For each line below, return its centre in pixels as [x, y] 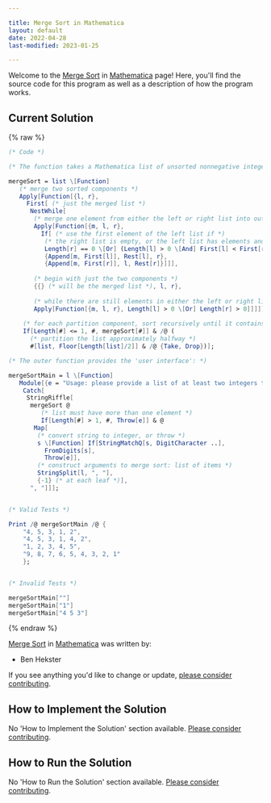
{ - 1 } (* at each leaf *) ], [83, 481]
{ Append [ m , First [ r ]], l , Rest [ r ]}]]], [111, 264]
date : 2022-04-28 [38, 38]
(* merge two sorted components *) [79, 189]
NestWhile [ [48, 211]
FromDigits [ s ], [69, 450]
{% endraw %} [33, 628]
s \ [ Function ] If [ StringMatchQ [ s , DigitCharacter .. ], [131, 443]
